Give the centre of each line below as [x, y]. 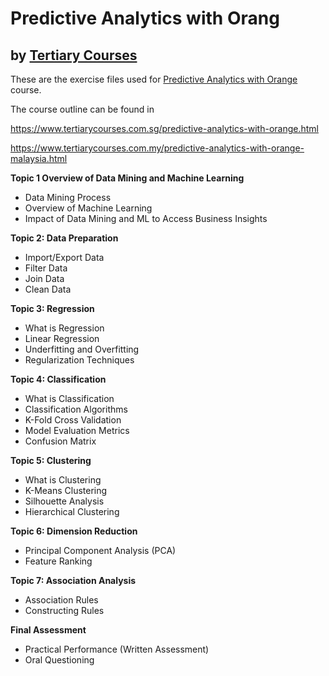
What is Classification [69, 398]
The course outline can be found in [82, 109]
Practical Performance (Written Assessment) [117, 649]
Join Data [44, 278]
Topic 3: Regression [52, 308]
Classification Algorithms [76, 409]
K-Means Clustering [66, 490]
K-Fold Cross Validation [73, 420]
